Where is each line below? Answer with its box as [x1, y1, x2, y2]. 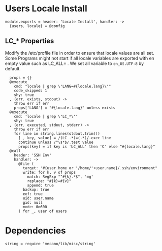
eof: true [23, 191, 43, 196]
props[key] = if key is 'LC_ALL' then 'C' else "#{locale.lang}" [18, 144, 155, 149]
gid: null [23, 200, 43, 205]
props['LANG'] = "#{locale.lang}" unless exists [14, 105, 116, 110]
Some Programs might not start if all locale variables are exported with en [5, 55, 154, 61]
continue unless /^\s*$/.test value [18, 140, 94, 145]
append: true [27, 183, 54, 188]
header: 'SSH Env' [14, 153, 52, 157]
